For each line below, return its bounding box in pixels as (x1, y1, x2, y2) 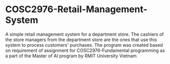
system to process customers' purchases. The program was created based (5, 42, 163, 48)
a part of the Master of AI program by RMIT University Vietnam (5, 52, 137, 59)
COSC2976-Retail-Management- (5, 4, 148, 15)
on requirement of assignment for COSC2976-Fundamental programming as (5, 47, 165, 53)
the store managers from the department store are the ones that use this (5, 37, 157, 43)
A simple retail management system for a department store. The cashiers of (5, 31, 164, 37)
